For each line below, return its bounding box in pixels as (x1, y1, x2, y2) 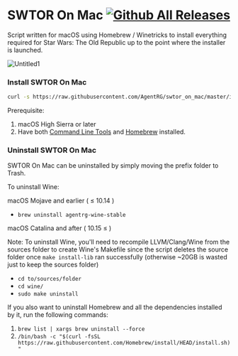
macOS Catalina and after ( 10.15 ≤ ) (7, 224, 112, 232)
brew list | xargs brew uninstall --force (17, 325, 145, 333)
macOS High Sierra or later (17, 120, 96, 129)
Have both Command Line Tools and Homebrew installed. (17, 128, 186, 136)
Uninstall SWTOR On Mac (7, 146, 97, 156)
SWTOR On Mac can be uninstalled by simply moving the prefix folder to (7, 161, 219, 170)
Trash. (7, 169, 26, 178)
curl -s (7, 93, 30, 101)
